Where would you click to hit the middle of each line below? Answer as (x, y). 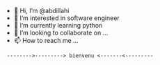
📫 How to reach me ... (46, 40)
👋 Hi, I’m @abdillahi (41, 11)
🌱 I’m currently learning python (58, 25)
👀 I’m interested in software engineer (66, 18)
